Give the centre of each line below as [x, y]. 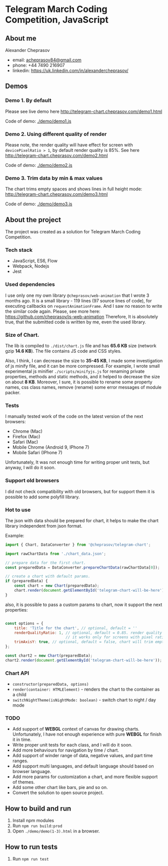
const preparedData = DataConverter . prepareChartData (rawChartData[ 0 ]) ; [82, 567]
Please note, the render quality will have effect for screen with [69, 145]
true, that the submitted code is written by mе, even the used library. [76, 322]
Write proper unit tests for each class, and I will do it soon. [72, 745]
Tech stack [19, 250]
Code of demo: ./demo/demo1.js [38, 121]
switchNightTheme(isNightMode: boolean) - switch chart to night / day [84, 700]
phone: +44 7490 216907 [38, 65]
